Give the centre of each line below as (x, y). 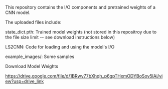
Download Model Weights (32, 66)
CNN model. (18, 12)
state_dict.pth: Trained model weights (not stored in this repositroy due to (81, 32)
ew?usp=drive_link (25, 81)
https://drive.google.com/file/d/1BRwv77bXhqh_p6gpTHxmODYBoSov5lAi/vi (84, 76)
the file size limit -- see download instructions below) (60, 37)
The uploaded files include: (33, 22)
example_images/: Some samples (40, 56)
